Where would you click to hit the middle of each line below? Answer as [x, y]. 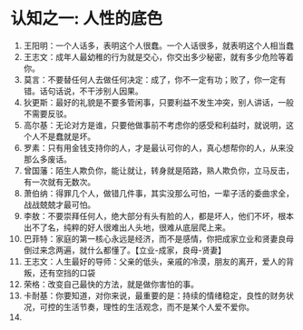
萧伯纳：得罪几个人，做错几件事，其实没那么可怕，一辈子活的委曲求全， [158, 193]
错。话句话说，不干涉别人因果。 [83, 91]
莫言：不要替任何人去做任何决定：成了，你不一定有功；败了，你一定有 [155, 79]
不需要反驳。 [47, 114]
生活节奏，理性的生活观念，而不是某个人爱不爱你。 [159, 306]
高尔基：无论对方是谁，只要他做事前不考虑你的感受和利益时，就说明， [155, 125]
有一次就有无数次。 [59, 182]
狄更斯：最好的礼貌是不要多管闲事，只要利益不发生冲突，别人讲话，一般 [158, 102]
